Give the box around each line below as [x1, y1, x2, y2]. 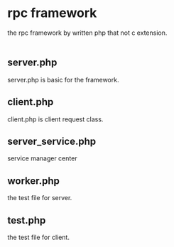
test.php [7, 214, 46, 226]
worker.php [7, 175, 60, 187]
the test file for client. [7, 233, 70, 241]
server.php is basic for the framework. [7, 75, 119, 84]
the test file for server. [7, 194, 72, 202]
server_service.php [7, 135, 97, 147]
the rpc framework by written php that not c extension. [7, 28, 168, 37]
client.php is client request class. [7, 115, 104, 123]
